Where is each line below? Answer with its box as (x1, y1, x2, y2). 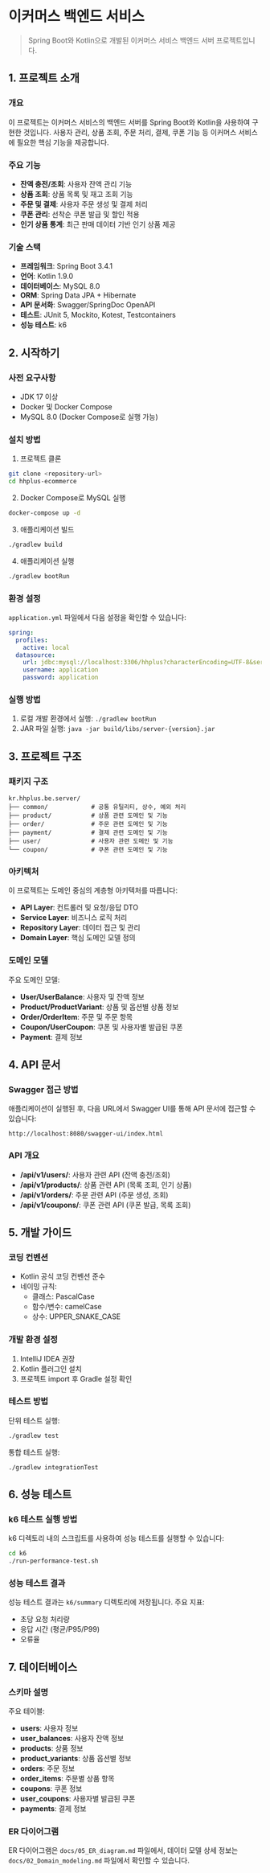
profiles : (15, 636, 48, 644)
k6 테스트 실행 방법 (8, 1514, 78, 1525)
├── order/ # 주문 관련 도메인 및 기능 (8, 819, 168, 828)
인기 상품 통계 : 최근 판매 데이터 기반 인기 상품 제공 (19, 219, 176, 229)
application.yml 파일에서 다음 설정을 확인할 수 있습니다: (8, 612, 187, 622)
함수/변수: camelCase (31, 1302, 102, 1312)
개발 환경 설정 (8, 1334, 59, 1345)
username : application (22, 666, 99, 674)
